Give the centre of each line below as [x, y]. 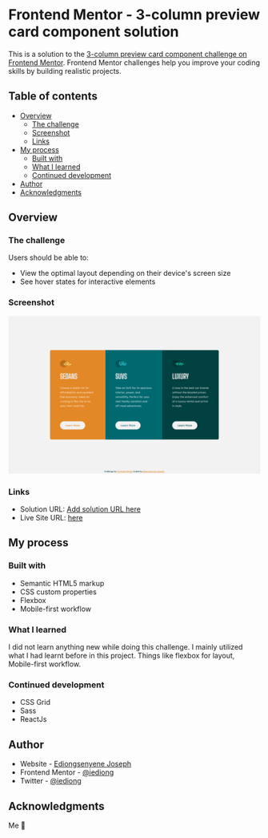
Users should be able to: [49, 257]
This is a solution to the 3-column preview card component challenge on [128, 54]
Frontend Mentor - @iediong [67, 772]
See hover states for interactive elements [88, 281]
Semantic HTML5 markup [62, 583]
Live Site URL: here [51, 518]
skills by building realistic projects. [65, 71]
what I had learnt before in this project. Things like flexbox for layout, [122, 656]
